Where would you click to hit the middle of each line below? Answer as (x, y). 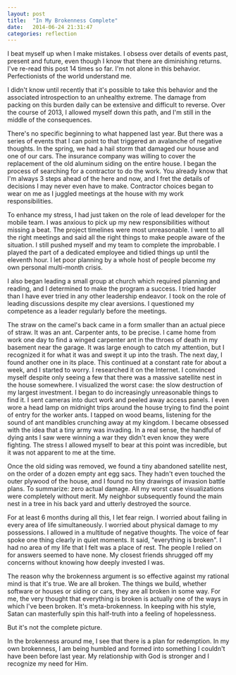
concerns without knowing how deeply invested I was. (86, 563)
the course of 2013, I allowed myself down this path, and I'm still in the (109, 112)
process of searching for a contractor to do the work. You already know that (118, 171)
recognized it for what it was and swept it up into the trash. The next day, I (115, 355)
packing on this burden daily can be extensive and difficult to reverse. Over (116, 105)
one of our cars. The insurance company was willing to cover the (101, 156)
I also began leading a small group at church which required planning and (114, 281)
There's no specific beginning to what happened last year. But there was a (115, 134)
